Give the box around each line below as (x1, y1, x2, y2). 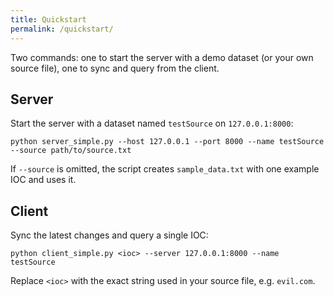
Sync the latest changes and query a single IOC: (10, 229, 209, 241)
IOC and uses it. (10, 174, 77, 186)
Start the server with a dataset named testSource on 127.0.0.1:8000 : (10, 117, 294, 130)
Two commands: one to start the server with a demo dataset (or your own (10, 51, 314, 63)
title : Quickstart (10, 14, 87, 25)
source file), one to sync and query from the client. (10, 62, 220, 74)
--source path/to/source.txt (10, 146, 132, 156)
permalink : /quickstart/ (10, 24, 114, 34)
